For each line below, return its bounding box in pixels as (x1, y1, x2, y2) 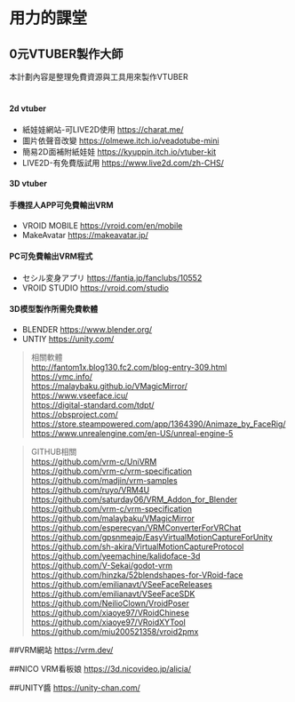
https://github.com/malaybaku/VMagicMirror (30, 513, 195, 523)
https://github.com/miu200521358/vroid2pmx (30, 626, 199, 636)
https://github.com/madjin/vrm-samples (30, 475, 178, 485)
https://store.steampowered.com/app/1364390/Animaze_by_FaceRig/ (30, 419, 286, 429)
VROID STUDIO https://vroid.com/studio (21, 282, 169, 293)
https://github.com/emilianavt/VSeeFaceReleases (30, 579, 213, 589)
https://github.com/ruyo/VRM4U (30, 485, 150, 495)
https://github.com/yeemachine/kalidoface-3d (30, 551, 201, 561)
